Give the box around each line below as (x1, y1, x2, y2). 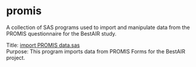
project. (6, 54, 26, 61)
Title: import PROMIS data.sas (6, 42, 80, 49)
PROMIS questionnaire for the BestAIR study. (6, 30, 117, 37)
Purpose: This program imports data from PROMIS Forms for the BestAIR (6, 47, 185, 55)
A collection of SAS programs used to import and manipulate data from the (6, 24, 190, 31)
